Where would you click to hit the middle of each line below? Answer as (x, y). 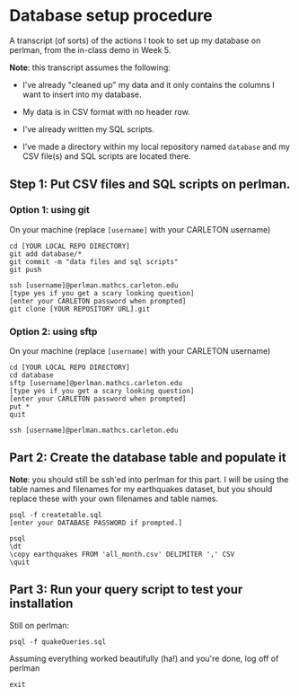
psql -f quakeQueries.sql (57, 642)
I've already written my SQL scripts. (88, 129)
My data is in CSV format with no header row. (106, 111)
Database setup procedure (111, 16)
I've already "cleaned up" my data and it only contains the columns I (149, 84)
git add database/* (46, 254)
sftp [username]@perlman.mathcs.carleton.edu (96, 383)
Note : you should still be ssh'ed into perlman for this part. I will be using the (149, 479)
